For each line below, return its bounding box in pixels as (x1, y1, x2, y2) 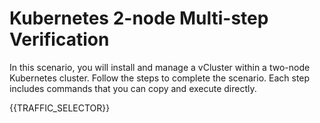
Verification (9, 28, 110, 51)
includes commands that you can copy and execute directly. (9, 82, 257, 94)
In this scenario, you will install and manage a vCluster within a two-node (9, 61, 311, 73)
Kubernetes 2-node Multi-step (9, 7, 269, 30)
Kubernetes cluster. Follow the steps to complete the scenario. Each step (9, 72, 311, 84)
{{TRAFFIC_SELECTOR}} (9, 102, 111, 114)
